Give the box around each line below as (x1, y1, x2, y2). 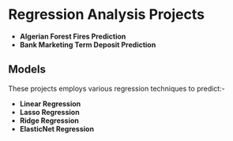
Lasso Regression (19, 107, 81, 117)
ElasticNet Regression (19, 124, 95, 133)
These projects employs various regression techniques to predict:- (8, 83, 225, 93)
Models (8, 63, 46, 76)
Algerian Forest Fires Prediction (19, 32, 126, 41)
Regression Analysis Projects (8, 6, 205, 24)
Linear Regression (19, 98, 81, 108)
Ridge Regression (19, 116, 79, 125)
